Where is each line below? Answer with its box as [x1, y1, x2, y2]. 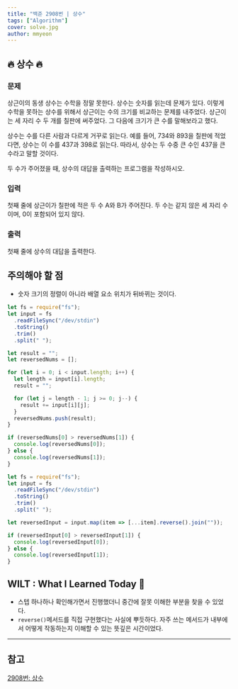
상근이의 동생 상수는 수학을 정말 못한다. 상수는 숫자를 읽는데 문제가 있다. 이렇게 [7, 99, 225, 107]
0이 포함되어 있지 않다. [22, 210, 85, 218]
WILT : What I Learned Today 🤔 [7, 578, 145, 590]
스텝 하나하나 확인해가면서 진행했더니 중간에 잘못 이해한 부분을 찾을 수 [17, 598, 211, 606]
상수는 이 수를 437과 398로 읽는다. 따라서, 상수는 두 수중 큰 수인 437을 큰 [22, 140, 226, 149]
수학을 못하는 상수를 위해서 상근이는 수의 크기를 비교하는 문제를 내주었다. [7, 107, 208, 116]
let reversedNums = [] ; [7, 356, 78, 364]
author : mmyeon [7, 30, 52, 38]
